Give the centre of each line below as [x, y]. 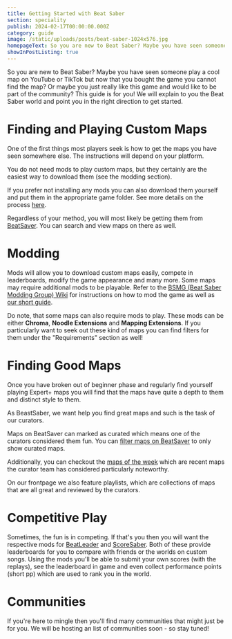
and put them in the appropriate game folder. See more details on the [105, 197]
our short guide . [30, 302]
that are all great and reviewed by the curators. [74, 489]
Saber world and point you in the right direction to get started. [95, 101]
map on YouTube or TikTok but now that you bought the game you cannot [112, 79]
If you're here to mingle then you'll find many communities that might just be [116, 621]
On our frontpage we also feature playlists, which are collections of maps [111, 483]
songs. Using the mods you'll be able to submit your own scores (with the [112, 559]
